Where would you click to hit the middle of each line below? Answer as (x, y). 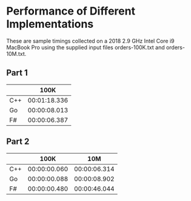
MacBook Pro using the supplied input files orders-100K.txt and (85, 47)
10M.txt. (16, 53)
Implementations (50, 24)
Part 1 (17, 73)
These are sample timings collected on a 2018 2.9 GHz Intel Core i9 (90, 41)
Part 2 (18, 142)
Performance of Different (71, 11)
